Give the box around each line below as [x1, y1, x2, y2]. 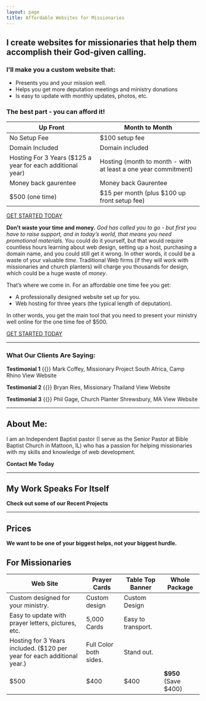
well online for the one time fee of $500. [6, 318, 108, 325]
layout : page [6, 9, 40, 15]
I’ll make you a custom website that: [6, 65, 116, 74]
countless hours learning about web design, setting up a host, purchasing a [6, 243, 197, 251]
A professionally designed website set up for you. [15, 294, 141, 301]
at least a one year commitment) [99, 165, 193, 173]
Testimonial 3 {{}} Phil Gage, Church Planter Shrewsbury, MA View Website [6, 395, 198, 403]
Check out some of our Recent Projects [6, 500, 109, 507]
